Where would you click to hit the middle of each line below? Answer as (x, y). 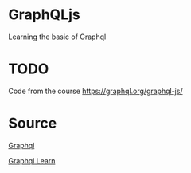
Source (33, 123)
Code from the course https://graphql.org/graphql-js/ (95, 91)
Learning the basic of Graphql (57, 37)
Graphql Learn (32, 160)
